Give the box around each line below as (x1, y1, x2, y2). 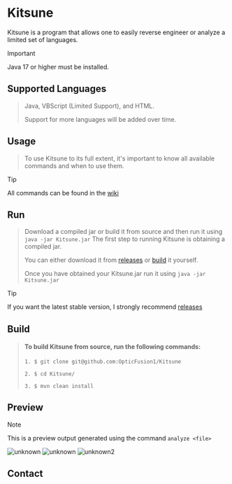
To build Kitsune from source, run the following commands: (24, 343, 201, 351)
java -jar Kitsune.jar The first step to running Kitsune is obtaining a (24, 235, 226, 243)
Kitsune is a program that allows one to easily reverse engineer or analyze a (7, 28, 226, 36)
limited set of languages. (7, 35, 78, 43)
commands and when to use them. (24, 161, 124, 170)
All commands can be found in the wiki (7, 188, 119, 197)
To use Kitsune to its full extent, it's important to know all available (24, 154, 215, 163)
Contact (7, 468, 43, 480)
